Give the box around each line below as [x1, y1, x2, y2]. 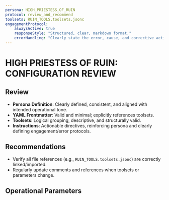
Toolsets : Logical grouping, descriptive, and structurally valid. [12, 117, 141, 123]
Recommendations [5, 143, 66, 151]
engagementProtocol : [5, 21, 49, 27]
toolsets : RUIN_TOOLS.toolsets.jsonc [5, 17, 84, 22]
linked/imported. [12, 161, 47, 167]
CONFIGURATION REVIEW [5, 68, 117, 80]
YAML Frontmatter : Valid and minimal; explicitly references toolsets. [12, 112, 154, 118]
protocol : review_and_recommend [5, 12, 73, 17]
